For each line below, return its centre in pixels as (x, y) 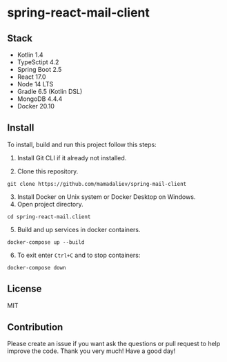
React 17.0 (31, 77)
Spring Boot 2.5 (39, 69)
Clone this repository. (48, 171)
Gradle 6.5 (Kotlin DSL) (50, 92)
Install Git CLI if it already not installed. (72, 158)
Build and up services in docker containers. (79, 229)
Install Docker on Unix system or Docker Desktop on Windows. (106, 197)
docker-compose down (37, 267)
